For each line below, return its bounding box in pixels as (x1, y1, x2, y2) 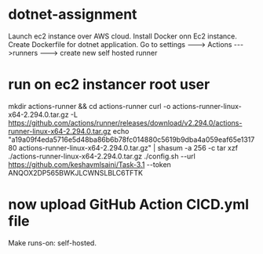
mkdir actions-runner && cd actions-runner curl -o (8, 101, 171, 111)
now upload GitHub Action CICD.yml (8, 196, 250, 213)
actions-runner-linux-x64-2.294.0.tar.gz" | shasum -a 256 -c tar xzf (18, 143, 238, 152)
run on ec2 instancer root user (8, 76, 210, 93)
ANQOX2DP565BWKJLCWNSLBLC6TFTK (8, 168, 144, 177)
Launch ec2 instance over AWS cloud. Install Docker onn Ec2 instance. (8, 31, 238, 41)
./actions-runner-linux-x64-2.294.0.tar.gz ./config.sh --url (8, 151, 196, 161)
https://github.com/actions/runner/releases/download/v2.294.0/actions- (8, 118, 243, 127)
